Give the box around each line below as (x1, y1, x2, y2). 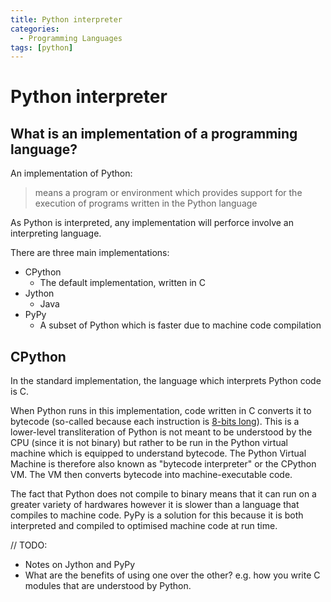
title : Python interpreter (10, 14, 123, 25)
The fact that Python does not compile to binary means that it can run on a (10, 488, 317, 500)
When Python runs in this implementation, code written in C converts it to (10, 405, 312, 417)
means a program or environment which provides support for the (34, 187, 303, 199)
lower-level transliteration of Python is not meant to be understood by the (10, 426, 313, 438)
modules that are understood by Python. (24, 580, 192, 592)
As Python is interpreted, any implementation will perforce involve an (10, 217, 294, 229)
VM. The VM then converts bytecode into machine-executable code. (10, 469, 293, 481)
